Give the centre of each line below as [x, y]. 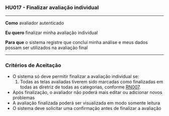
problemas [24, 97]
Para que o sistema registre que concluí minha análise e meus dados [77, 42]
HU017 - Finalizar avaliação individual [52, 7]
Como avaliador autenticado [35, 23]
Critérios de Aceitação [33, 65]
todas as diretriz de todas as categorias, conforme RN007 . [80, 87]
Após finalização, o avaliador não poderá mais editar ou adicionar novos [87, 92]
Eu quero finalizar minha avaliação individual [52, 33]
